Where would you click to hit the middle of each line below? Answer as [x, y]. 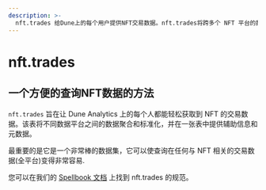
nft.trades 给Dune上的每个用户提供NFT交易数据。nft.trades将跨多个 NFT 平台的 [136, 23]
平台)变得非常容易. [55, 160]
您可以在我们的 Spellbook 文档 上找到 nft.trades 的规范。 [101, 177]
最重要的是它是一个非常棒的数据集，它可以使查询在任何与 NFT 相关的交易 [128, 150]
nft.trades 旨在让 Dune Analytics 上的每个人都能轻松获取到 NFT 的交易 [125, 114]
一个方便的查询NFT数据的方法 [81, 93]
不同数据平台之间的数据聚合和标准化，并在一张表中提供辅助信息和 [150, 123]
